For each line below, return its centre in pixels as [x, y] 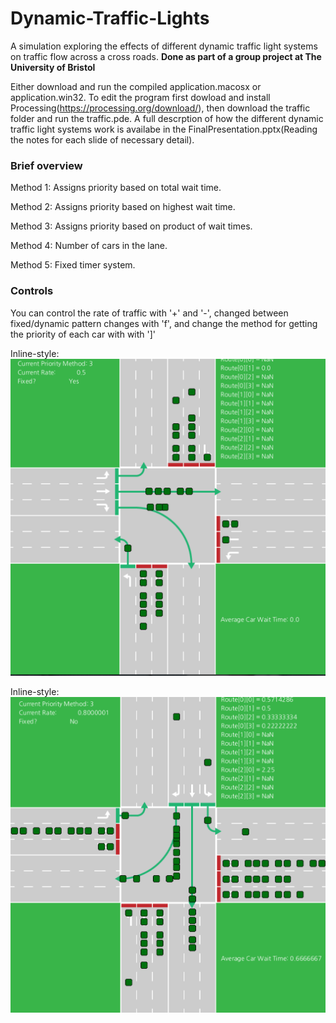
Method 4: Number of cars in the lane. [89, 246]
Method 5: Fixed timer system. [73, 265]
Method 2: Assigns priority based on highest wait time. [123, 207]
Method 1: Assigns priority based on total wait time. [116, 188]
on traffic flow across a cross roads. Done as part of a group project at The [166, 56]
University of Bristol [53, 67]
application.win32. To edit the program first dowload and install [140, 97]
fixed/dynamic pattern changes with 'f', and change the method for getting [164, 323]
